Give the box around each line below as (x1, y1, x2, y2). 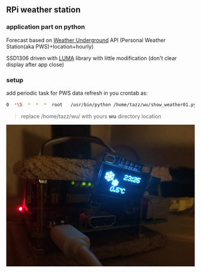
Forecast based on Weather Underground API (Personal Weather (6, 36, 166, 44)
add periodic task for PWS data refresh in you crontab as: (6, 89, 148, 97)
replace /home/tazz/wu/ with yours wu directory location (20, 112, 162, 119)
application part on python (6, 23, 86, 31)
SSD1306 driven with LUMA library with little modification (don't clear (6, 54, 177, 62)
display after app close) (6, 61, 65, 68)
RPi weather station (6, 5, 81, 15)
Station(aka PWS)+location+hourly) (6, 43, 94, 50)
